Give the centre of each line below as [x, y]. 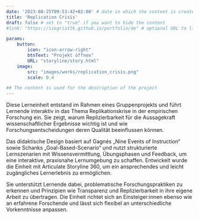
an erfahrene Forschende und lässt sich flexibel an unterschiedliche [89, 203]
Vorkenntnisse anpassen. [37, 210]
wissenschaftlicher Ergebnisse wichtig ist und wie [67, 124]
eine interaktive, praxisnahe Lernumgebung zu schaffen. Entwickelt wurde [97, 160]
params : [16, 39]
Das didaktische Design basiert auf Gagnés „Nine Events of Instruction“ [93, 141]
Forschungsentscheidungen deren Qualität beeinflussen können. [85, 130]
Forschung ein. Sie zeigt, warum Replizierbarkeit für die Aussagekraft [91, 117]
